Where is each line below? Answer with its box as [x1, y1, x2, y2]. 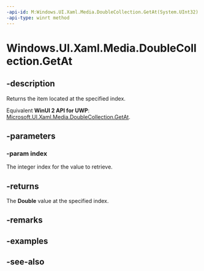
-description [6, 78, 55, 89]
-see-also [6, 257, 45, 267]
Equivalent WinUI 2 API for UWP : [6, 107, 90, 114]
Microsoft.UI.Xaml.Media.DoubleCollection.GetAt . [6, 113, 130, 120]
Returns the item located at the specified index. [6, 94, 126, 102]
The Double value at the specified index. [6, 197, 109, 204]
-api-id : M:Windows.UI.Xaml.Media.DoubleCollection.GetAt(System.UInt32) [6, 9, 199, 15]
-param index [6, 149, 48, 158]
